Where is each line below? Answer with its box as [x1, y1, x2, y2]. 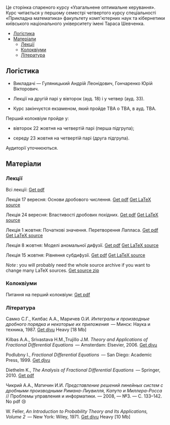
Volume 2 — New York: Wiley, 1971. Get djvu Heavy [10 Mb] [6, 414, 131, 420]
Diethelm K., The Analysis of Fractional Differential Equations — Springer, [6, 367, 161, 373]
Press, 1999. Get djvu [6, 357, 50, 363]
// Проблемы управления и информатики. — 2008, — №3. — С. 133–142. [6, 393, 162, 399]
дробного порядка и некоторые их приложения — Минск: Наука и [6, 321, 151, 327]
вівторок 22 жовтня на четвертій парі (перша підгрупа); [13, 125, 134, 131]
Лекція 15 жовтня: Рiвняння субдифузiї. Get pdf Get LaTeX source [6, 252, 146, 258]
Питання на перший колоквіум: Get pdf [6, 291, 90, 297]
